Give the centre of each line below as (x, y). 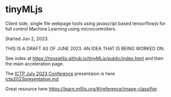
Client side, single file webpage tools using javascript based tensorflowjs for (86, 23)
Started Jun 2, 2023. (27, 39)
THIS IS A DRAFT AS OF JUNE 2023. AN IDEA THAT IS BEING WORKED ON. (85, 48)
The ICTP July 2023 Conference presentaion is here (60, 73)
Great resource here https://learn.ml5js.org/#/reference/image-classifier (81, 89)
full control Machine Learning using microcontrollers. (61, 28)
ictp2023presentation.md (32, 79)
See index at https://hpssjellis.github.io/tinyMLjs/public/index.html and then (84, 58)
